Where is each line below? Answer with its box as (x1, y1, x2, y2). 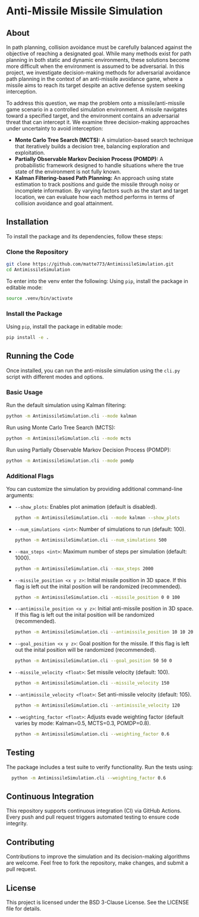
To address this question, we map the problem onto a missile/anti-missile (6, 100, 185, 107)
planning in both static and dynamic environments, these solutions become (6, 57, 190, 63)
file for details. (6, 904, 42, 912)
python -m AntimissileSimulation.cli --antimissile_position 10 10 (14, 629, 185, 635)
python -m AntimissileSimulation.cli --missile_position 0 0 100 (14, 594, 180, 600)
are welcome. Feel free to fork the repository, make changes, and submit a (6, 859, 188, 866)
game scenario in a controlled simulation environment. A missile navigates (6, 106, 188, 113)
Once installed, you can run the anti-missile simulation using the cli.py (6, 366, 181, 374)
